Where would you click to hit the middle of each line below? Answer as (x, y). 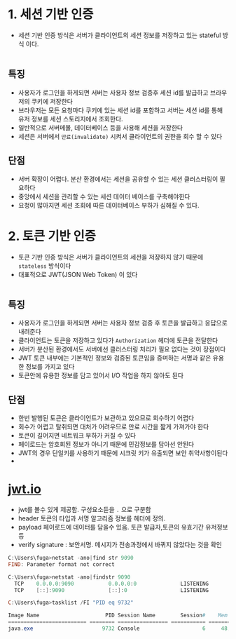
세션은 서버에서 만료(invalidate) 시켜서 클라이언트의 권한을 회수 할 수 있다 (120, 136)
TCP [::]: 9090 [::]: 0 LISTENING (112, 590)
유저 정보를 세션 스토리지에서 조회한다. (70, 119)
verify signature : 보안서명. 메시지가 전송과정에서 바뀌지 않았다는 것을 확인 (120, 545)
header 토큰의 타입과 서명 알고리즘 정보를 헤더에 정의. (92, 518)
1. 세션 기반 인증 (51, 14)
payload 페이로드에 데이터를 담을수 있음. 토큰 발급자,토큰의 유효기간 (111, 527)
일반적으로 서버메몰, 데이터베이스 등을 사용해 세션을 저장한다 (100, 128)
